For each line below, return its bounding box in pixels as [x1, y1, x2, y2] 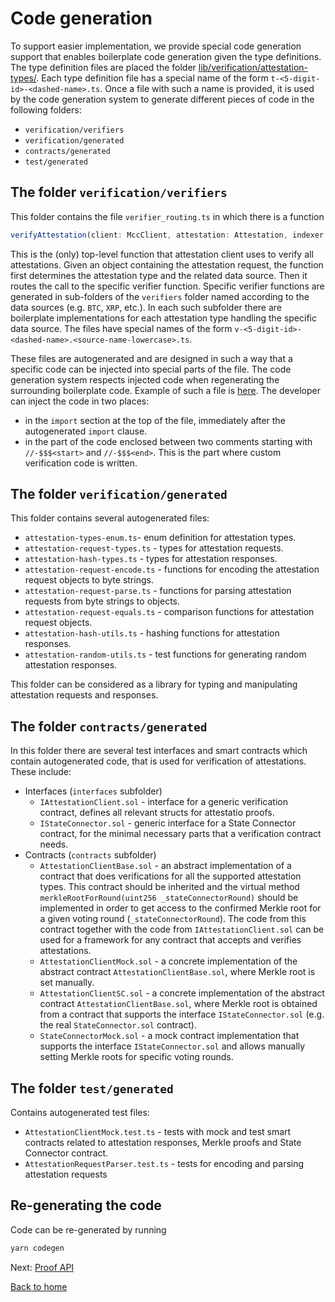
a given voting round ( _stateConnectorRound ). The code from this [39, 913, 307, 925]
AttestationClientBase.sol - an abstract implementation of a [39, 860, 292, 872]
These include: [10, 766, 72, 778]
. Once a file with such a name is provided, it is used [99, 82, 315, 94]
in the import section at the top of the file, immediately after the [24, 414, 286, 426]
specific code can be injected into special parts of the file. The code [10, 363, 292, 375]
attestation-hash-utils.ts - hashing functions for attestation [24, 627, 280, 639]
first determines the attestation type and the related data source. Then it [10, 269, 308, 281]
